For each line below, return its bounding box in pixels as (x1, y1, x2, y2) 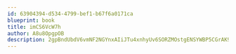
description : (7, 36, 46, 43)
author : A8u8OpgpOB (7, 29, 65, 37)
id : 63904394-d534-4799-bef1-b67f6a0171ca (7, 10, 133, 18)
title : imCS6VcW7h (7, 23, 61, 30)
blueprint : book (7, 17, 55, 24)
